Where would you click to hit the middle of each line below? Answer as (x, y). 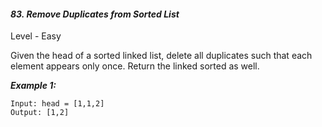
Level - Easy (36, 36)
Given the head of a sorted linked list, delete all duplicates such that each (161, 56)
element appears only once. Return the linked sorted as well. (135, 66)
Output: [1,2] (40, 113)
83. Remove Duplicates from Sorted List (95, 14)
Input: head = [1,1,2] (57, 104)
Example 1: (33, 86)
